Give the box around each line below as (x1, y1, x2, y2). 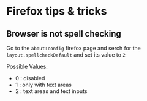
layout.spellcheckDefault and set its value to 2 (6, 51, 126, 58)
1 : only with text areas (15, 81, 72, 88)
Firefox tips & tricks (6, 4, 107, 18)
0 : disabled (15, 75, 45, 82)
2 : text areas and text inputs (15, 88, 88, 95)
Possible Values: (6, 63, 48, 70)
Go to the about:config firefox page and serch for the (6, 44, 141, 52)
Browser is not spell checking (6, 29, 121, 39)
